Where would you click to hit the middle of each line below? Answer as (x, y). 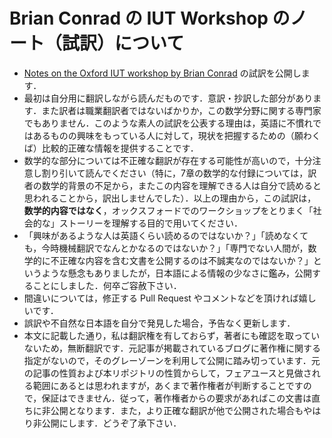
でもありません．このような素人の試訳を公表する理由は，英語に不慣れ (168, 123)
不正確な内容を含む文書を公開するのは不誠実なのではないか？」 (182, 260)
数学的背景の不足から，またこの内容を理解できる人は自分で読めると (181, 185)
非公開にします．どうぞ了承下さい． (107, 423)
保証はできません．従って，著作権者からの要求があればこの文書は (176, 398)
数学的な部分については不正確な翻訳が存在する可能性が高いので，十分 (168, 160)
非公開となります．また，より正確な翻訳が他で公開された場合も (172, 410)
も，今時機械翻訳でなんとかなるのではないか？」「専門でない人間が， (166, 248)
